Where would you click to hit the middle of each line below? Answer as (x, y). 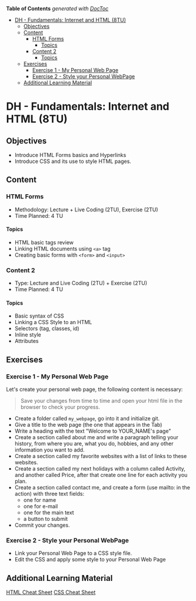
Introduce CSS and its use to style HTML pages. (73, 161)
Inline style (28, 335)
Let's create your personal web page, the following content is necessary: (94, 390)
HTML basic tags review (44, 242)
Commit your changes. (42, 525)
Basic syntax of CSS (39, 316)
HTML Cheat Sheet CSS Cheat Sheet (51, 592)
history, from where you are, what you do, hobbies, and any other (94, 444)
